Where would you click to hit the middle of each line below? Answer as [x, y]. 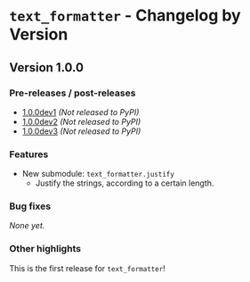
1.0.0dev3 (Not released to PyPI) [81, 131]
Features [29, 154]
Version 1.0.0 [47, 67]
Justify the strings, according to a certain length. [125, 183]
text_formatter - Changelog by [125, 16]
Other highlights [45, 249]
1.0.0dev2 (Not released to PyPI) [81, 121]
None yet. [27, 226]
